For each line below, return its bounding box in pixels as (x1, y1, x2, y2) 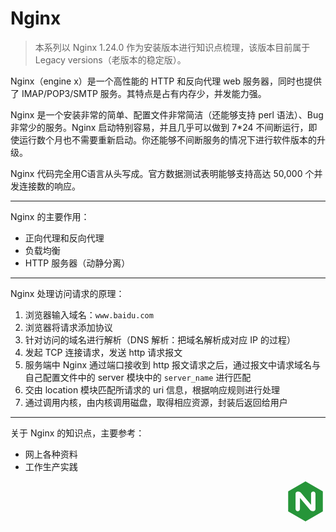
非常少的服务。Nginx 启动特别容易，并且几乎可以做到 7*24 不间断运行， (10, 121, 309, 133)
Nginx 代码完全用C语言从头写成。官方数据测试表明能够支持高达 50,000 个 (10, 167, 315, 179)
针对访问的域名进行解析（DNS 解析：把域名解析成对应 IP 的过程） (24, 333, 296, 346)
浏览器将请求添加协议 (24, 321, 113, 333)
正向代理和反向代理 (24, 232, 105, 244)
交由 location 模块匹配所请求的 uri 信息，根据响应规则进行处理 (24, 383, 281, 396)
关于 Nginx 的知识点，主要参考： (10, 427, 145, 439)
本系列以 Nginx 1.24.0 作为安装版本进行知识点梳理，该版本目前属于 (34, 41, 311, 53)
